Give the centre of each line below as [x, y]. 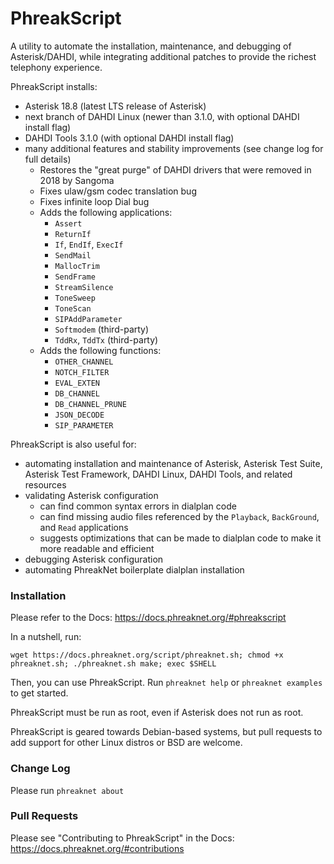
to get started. [39, 693]
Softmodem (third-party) [102, 329]
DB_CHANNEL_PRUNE [90, 404]
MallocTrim [77, 266]
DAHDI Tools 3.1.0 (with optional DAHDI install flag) [129, 138]
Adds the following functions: [100, 350]
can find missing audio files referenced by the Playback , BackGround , [179, 516]
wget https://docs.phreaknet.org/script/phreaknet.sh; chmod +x [147, 655]
